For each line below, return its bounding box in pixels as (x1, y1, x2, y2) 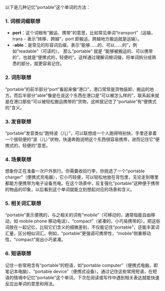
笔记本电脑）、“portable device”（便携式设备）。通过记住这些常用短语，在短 (5, 268, 157, 274)
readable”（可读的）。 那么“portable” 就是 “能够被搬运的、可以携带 (18, 48, 153, 54)
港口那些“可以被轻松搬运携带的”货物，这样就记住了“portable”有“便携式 (13, 98, 157, 104)
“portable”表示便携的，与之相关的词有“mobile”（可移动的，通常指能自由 (5, 212, 151, 218)
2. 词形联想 (5, 74, 32, 81)
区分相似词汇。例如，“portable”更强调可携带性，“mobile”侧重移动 (18, 231, 151, 236)
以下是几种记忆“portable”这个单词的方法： (5, 4, 91, 10)
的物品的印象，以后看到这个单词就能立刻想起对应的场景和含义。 (5, 186, 134, 193)
